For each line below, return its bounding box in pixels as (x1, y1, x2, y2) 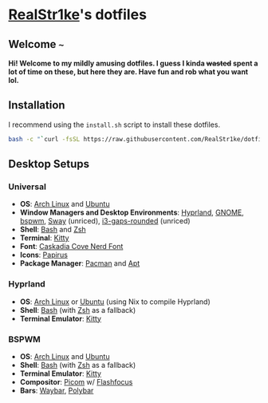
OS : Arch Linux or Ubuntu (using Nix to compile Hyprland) (19, 297, 211, 306)
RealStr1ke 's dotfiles (8, 6, 148, 24)
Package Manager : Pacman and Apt (19, 259, 140, 268)
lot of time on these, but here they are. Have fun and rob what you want (8, 67, 249, 77)
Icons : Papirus (19, 250, 68, 260)
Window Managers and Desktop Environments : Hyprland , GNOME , (19, 207, 245, 217)
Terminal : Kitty (19, 233, 69, 243)
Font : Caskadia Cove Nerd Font (19, 242, 124, 251)
